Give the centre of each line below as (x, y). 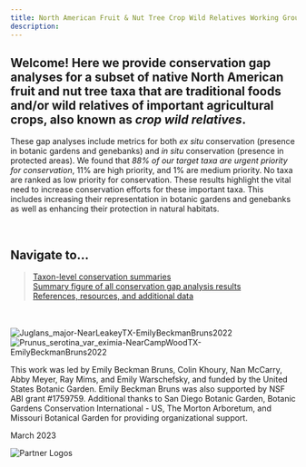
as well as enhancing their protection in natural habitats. (115, 209)
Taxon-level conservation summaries (102, 277)
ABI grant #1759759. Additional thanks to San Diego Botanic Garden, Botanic (153, 399)
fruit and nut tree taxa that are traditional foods (146, 91)
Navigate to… (49, 255)
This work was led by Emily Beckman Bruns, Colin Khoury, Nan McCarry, (146, 370)
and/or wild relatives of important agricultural (142, 105)
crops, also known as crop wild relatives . (128, 119)
